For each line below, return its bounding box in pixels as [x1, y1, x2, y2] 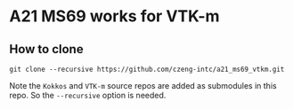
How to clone [9, 42, 84, 57]
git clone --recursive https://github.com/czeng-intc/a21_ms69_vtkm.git [9, 65, 285, 74]
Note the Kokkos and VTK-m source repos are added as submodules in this [9, 81, 278, 90]
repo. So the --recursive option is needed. [9, 90, 167, 100]
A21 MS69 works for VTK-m [9, 6, 220, 27]
